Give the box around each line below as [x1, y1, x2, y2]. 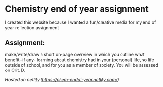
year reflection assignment [5, 24, 59, 30]
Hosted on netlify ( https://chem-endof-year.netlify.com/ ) [5, 76, 119, 82]
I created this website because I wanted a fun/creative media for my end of [5, 19, 156, 25]
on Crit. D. [5, 67, 25, 73]
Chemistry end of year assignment [5, 3, 149, 15]
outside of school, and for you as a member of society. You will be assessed [5, 62, 159, 68]
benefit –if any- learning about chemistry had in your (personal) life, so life [5, 57, 155, 63]
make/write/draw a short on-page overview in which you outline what [5, 52, 145, 57]
